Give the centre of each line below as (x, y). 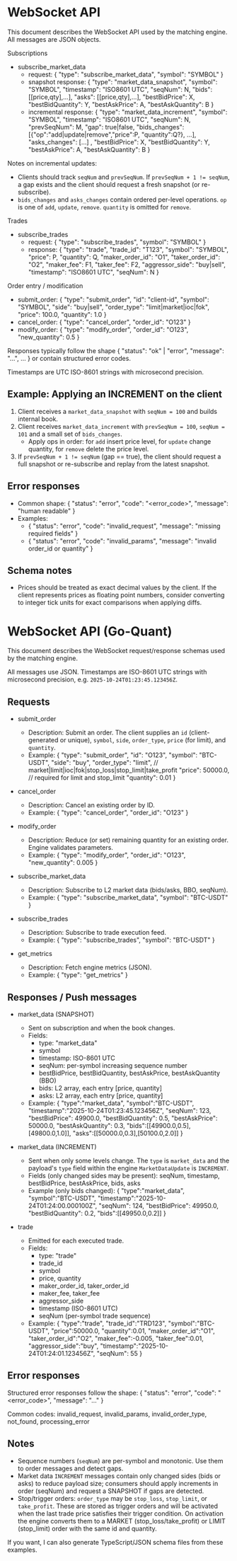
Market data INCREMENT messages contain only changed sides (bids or (119, 1475)
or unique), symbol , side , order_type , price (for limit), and (143, 740)
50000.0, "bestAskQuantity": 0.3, (76, 1125)
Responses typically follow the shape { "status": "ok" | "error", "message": (116, 350)
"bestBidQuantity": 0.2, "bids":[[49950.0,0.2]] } (97, 1213)
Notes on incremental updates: (52, 163)
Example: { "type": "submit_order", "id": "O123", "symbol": (113, 755)
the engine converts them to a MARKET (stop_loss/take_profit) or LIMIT (122, 1521)
